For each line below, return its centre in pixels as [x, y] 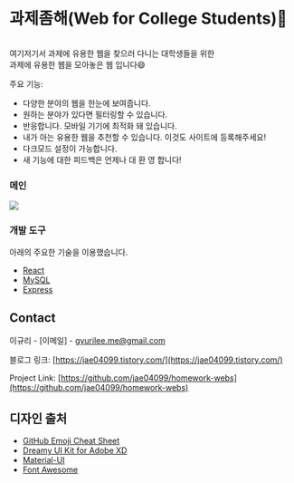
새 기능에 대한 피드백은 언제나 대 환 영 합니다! [102, 159]
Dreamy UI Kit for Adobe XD [75, 450]
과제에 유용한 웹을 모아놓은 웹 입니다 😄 [78, 64]
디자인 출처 [38, 418]
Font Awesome [50, 470]
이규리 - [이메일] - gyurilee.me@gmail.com [87, 341]
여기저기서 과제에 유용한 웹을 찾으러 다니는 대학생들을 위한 [112, 53]
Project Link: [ [35, 378]
